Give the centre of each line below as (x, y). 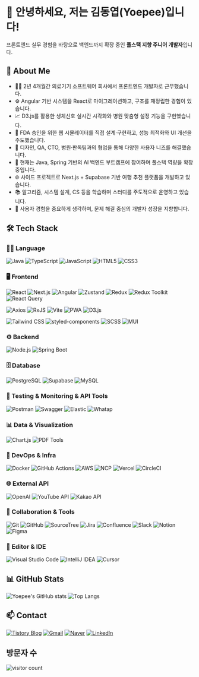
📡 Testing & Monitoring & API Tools (57, 396)
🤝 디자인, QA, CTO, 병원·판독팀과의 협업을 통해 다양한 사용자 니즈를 (93, 147)
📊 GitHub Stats (35, 579)
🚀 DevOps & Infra (31, 455)
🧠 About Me (28, 71)
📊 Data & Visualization (40, 425)
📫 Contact (27, 616)
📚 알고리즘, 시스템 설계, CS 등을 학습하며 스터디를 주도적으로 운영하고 (96, 192)
